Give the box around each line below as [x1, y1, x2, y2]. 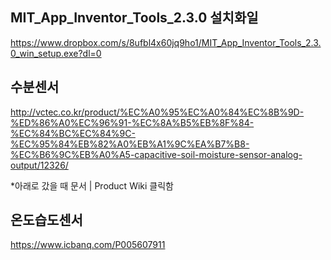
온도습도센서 [10, 212, 83, 229]
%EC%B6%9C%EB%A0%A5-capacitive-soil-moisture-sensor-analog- [10, 148, 303, 160]
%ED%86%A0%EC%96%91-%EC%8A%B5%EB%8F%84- [10, 116, 255, 128]
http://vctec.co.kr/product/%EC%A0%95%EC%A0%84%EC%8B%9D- [10, 106, 305, 118]
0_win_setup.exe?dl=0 [10, 47, 102, 59]
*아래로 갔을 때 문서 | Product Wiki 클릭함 [10, 179, 174, 192]
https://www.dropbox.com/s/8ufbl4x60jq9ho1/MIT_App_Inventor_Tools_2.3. [10, 36, 322, 48]
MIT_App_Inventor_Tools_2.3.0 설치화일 [10, 9, 259, 27]
